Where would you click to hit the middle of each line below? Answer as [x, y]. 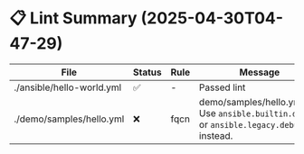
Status [147, 72]
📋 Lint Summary [73, 18]
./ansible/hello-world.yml [68, 87]
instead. [216, 135]
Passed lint [222, 87]
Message [260, 72]
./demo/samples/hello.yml [69, 119]
